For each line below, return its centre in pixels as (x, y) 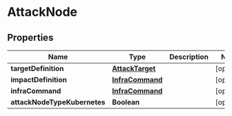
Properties (30, 38)
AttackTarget (134, 68)
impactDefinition (39, 80)
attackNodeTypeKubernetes (58, 102)
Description (189, 57)
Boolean (126, 102)
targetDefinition (37, 68)
